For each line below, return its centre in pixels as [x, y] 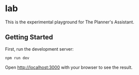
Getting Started [29, 37]
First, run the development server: [39, 49]
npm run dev [17, 58]
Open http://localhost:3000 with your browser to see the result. [69, 67]
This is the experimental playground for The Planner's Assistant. [70, 22]
